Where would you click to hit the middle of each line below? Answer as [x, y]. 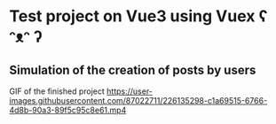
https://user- [130, 91]
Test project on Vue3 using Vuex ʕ [138, 16]
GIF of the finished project [57, 91]
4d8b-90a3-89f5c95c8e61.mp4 [68, 110]
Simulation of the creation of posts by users [133, 70]
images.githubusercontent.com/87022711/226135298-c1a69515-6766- [138, 101]
